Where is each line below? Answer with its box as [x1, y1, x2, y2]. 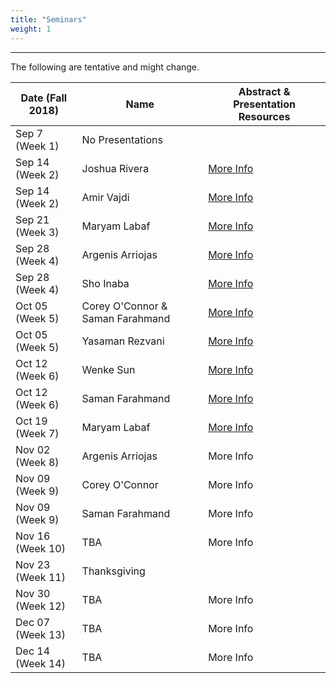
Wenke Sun [81, 362, 136, 376]
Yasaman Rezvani [81, 334, 165, 348]
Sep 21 [15, 212, 50, 226]
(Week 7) [15, 426, 60, 440]
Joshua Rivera [81, 161, 150, 175]
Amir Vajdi [81, 190, 130, 204]
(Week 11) [15, 570, 66, 584]
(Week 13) [15, 627, 66, 641]
